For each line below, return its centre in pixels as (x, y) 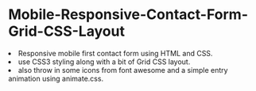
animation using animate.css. (56, 78)
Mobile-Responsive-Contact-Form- (128, 15)
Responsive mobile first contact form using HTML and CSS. (116, 53)
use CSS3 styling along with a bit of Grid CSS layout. (105, 62)
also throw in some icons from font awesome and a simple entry (123, 70)
